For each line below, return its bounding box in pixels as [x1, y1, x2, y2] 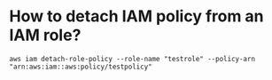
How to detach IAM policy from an [9, 6, 264, 27]
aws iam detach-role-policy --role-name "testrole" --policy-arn [9, 54, 255, 63]
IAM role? [9, 25, 82, 45]
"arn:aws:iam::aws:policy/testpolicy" [9, 62, 152, 71]
